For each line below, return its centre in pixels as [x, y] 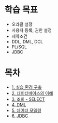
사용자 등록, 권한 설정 [31, 30]
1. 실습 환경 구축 [27, 87]
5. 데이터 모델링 [26, 110]
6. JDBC [20, 116]
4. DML [19, 105]
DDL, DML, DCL [27, 41]
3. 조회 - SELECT [28, 99]
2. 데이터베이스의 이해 [32, 93]
